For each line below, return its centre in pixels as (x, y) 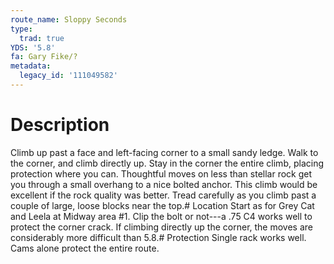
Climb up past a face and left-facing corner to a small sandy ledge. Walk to (164, 152)
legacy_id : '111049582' (68, 76)
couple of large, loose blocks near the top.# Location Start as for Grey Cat (162, 205)
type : (21, 29)
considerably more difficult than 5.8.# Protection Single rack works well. (158, 237)
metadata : (31, 66)
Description (60, 125)
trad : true (42, 38)
